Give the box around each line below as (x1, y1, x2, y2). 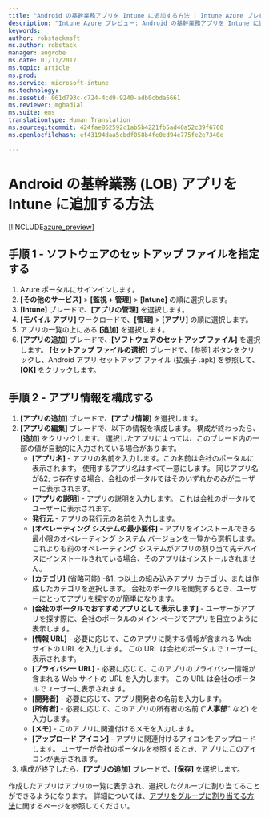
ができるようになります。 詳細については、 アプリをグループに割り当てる (8, 791, 247, 801)
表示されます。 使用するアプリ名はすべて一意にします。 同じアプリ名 (31, 464, 259, 473)
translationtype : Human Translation (8, 116, 130, 124)
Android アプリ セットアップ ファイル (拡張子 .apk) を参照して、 (47, 355, 259, 365)
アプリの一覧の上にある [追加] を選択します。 (19, 325, 170, 335)
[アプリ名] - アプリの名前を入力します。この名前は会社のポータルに (31, 453, 255, 463)
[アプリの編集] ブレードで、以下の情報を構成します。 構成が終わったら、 (19, 424, 260, 433)
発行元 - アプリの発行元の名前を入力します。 (31, 514, 179, 523)
